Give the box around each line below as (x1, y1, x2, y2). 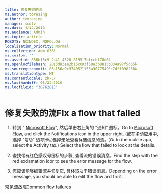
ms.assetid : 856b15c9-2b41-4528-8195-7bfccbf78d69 (5, 57, 111, 62)
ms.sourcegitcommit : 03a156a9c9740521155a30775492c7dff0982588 (5, 67, 137, 72)
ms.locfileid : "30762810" (5, 84, 58, 90)
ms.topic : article (5, 35, 43, 40)
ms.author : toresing (5, 12, 48, 17)
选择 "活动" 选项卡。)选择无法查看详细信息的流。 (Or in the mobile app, (12, 137, 153, 143)
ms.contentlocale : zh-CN (5, 76, 56, 81)
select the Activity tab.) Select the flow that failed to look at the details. (12, 142, 156, 148)
